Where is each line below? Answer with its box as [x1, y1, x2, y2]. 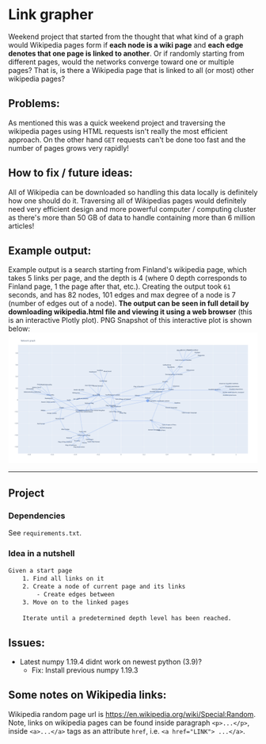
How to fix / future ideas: [8, 167, 133, 180]
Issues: [8, 636, 45, 650]
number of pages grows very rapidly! [8, 143, 129, 152]
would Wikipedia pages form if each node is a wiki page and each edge [8, 40, 244, 49]
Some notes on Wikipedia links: [8, 688, 167, 702]
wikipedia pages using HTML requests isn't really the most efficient [8, 126, 228, 136]
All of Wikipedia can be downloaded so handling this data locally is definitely [8, 187, 258, 197]
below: [8, 324, 30, 334]
